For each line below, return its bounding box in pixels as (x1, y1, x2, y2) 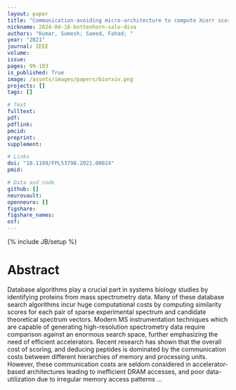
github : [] (7, 186, 39, 193)
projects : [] (7, 82, 46, 89)
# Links (7, 153, 30, 160)
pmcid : (7, 127, 27, 134)
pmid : (7, 167, 23, 174)
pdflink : (7, 121, 33, 128)
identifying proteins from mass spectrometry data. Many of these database (7, 292, 225, 301)
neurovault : (7, 192, 42, 199)
